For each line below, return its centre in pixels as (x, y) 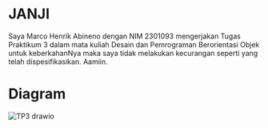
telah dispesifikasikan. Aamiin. (58, 62)
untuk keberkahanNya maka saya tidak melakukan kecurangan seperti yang (133, 53)
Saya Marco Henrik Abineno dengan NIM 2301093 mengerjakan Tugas (125, 36)
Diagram (37, 94)
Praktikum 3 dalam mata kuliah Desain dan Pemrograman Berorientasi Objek (134, 44)
